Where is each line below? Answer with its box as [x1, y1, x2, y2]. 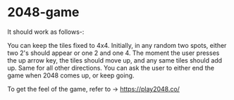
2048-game [7, 4, 80, 20]
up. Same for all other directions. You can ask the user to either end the [7, 63, 215, 72]
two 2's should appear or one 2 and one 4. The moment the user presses [7, 49, 220, 57]
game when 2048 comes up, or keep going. [7, 71, 135, 80]
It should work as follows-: [7, 27, 85, 36]
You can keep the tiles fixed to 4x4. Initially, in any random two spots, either [7, 41, 227, 49]
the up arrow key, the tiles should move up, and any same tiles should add [7, 56, 223, 64]
